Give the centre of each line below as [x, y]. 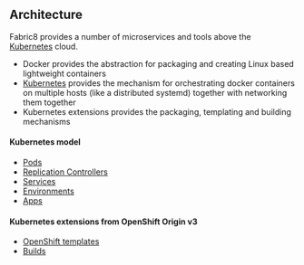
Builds [34, 251]
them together [49, 102]
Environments [48, 191]
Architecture [46, 15]
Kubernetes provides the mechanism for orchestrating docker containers [158, 83]
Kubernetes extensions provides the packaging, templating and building [157, 111]
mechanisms [46, 121]
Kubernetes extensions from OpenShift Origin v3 [103, 222]
